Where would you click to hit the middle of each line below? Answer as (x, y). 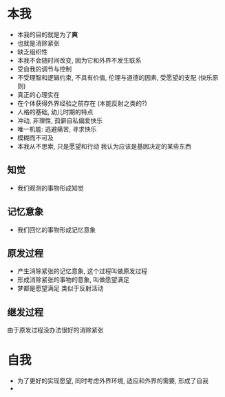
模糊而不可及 (35, 138)
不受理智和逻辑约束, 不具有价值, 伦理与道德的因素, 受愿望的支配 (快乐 (115, 77)
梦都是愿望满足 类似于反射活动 (60, 288)
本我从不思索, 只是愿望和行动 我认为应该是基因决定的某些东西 (104, 146)
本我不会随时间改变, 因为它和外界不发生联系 (79, 60)
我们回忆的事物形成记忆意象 (56, 229)
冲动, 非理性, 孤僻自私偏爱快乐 (60, 120)
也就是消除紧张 (38, 43)
